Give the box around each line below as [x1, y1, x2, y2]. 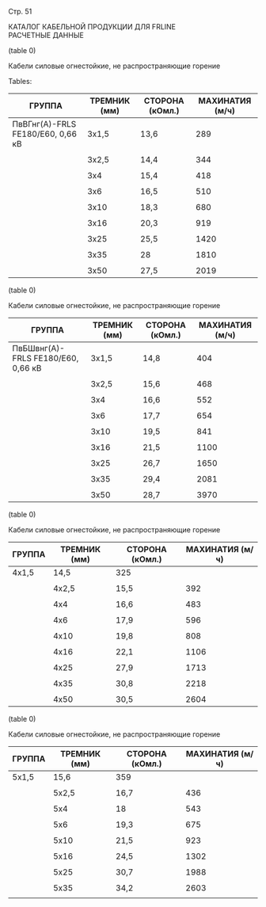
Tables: [8, 77, 32, 86]
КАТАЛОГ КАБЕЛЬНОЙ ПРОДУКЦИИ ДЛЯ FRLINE [8, 22, 177, 31]
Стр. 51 [8, 7, 32, 16]
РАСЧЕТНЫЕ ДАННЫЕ [8, 31, 85, 40]
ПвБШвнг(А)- [12, 343, 65, 353]
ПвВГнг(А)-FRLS [12, 119, 77, 129]
